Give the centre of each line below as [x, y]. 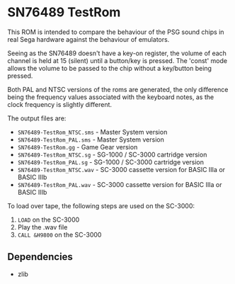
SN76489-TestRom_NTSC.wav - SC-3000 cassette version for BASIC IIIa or [121, 169]
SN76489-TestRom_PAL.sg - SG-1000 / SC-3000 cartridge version [110, 162]
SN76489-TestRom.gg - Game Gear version [78, 147]
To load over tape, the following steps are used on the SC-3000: [101, 205]
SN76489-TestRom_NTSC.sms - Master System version [92, 132]
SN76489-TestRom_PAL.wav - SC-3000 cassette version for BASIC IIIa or [120, 184]
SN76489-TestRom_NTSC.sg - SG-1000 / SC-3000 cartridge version [112, 154]
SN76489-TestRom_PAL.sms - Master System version [91, 140]
